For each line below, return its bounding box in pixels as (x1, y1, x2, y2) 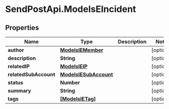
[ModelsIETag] (60, 95, 96, 102)
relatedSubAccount (8, 71, 55, 78)
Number (60, 79, 80, 86)
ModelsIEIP (60, 63, 88, 69)
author (8, 46, 24, 53)
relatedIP (8, 63, 30, 69)
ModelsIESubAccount (60, 71, 113, 78)
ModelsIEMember (60, 46, 104, 53)
